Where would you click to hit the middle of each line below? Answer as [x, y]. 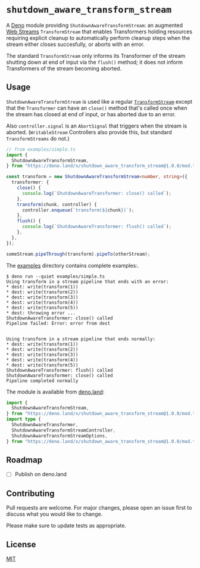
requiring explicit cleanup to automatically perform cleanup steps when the [98, 38]
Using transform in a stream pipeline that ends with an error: [87, 281]
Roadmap [24, 460]
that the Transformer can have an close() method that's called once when [97, 108]
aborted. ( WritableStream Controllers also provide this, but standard [89, 132]
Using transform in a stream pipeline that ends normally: [81, 339]
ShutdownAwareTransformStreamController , [64, 430]
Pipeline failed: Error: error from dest [58, 323]
